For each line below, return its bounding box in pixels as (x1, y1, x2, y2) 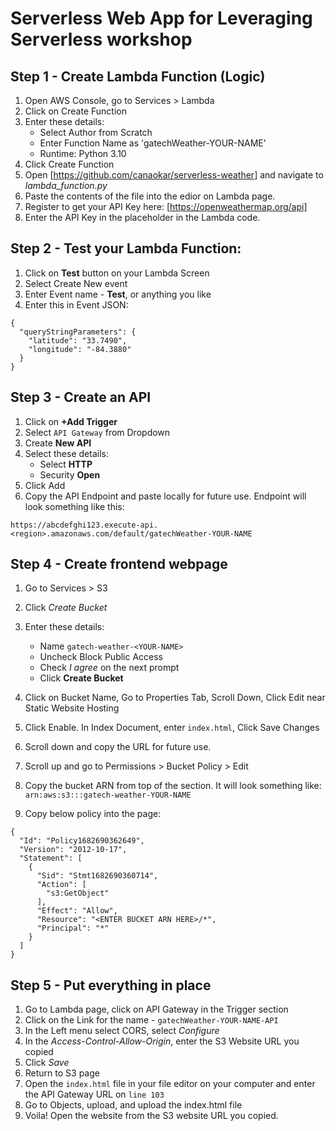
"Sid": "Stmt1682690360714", (36, 871, 159, 881)
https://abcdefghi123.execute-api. (10, 520, 159, 530)
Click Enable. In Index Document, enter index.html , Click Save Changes (24, 722, 320, 734)
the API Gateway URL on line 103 (24, 1088, 165, 1101)
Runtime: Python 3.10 (39, 148, 127, 159)
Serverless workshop (10, 28, 193, 51)
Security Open (39, 468, 101, 481)
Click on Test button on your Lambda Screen (24, 267, 210, 279)
